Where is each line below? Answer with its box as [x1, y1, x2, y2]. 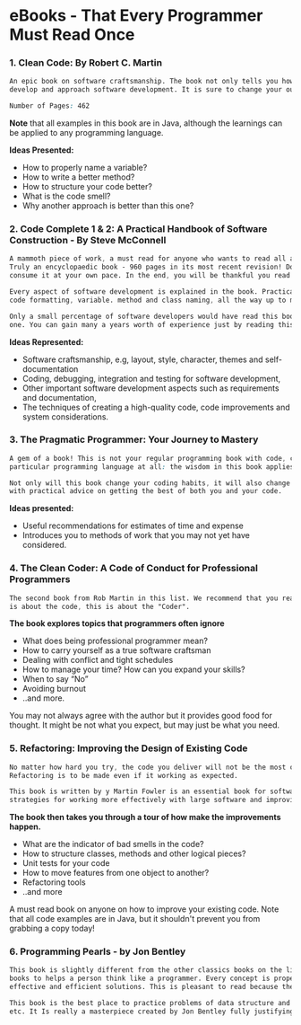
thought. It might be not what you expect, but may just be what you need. [9, 720, 280, 730]
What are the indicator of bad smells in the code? [21, 839, 204, 850]
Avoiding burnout [21, 684, 87, 694]
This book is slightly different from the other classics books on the [9, 966, 282, 975]
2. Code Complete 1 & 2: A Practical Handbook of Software [9, 223, 268, 235]
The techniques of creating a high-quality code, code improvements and [21, 402, 290, 412]
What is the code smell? [21, 190, 111, 202]
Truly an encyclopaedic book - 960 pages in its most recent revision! [9, 262, 282, 272]
